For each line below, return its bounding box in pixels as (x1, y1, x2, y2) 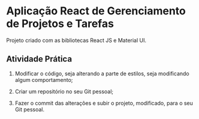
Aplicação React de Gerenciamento (6, 4, 186, 18)
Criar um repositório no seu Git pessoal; (14, 88, 114, 95)
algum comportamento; (14, 76, 73, 83)
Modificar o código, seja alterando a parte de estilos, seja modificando (14, 70, 190, 77)
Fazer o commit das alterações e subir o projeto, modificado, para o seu (14, 99, 194, 106)
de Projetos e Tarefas (6, 17, 114, 30)
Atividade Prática (6, 54, 73, 64)
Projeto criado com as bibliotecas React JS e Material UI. (6, 36, 147, 44)
